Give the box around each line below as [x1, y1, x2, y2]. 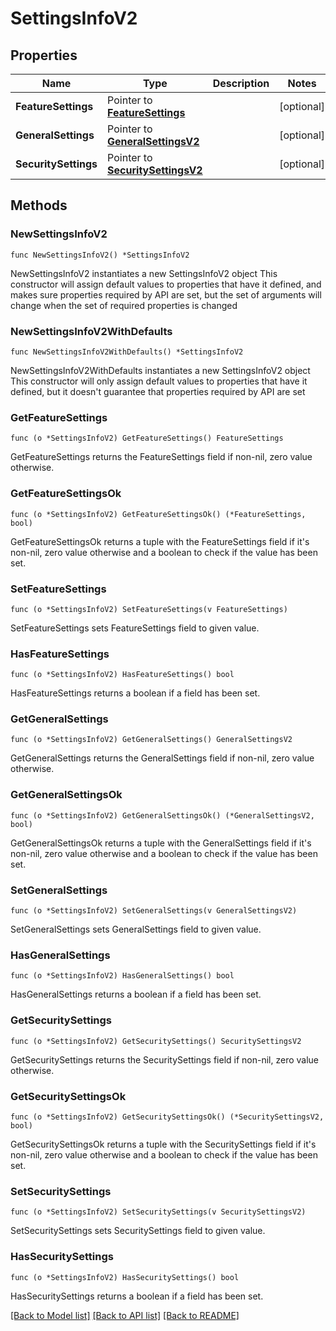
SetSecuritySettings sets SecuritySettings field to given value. [10, 1225, 266, 1237]
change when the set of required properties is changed [10, 299, 238, 311]
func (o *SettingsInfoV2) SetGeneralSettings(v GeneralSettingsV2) [10, 906, 298, 916]
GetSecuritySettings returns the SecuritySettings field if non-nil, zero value [10, 1053, 320, 1066]
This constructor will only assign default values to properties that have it [10, 375, 308, 387]
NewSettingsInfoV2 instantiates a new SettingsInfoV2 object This [10, 267, 278, 279]
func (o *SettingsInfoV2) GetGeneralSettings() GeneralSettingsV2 [10, 735, 293, 745]
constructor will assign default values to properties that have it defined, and [10, 278, 322, 290]
